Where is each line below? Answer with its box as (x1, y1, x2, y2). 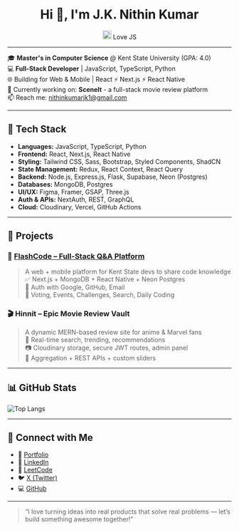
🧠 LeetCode (17, 466, 53, 474)
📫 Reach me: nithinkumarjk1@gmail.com (7, 93, 127, 102)
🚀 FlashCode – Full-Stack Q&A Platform (7, 251, 145, 261)
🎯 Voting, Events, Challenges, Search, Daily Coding (24, 291, 175, 299)
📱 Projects (7, 230, 54, 242)
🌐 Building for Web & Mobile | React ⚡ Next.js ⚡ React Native (7, 75, 186, 83)
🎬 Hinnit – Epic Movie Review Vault (7, 309, 130, 319)
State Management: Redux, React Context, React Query (17, 165, 184, 173)
